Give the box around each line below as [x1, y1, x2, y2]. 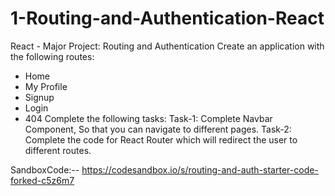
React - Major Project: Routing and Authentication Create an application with [10, 40, 325, 52]
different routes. [24, 144, 92, 156]
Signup [24, 91, 55, 103]
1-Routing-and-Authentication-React [10, 7, 325, 30]
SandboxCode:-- [10, 163, 80, 176]
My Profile [24, 80, 68, 92]
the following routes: [10, 50, 95, 62]
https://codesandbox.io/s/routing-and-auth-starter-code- [81, 163, 319, 176]
